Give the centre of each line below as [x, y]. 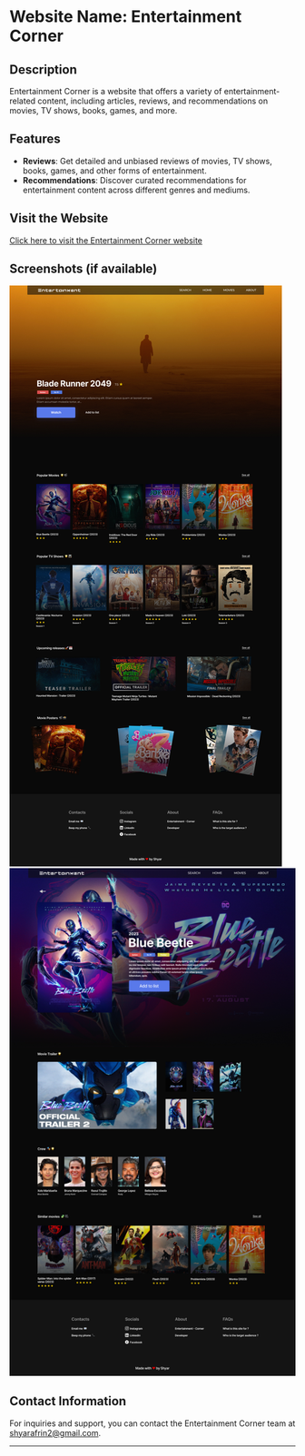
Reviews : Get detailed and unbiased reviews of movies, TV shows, [147, 161]
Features [35, 139]
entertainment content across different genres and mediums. [136, 190]
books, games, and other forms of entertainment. [114, 171]
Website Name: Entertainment [126, 17]
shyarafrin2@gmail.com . [55, 1432]
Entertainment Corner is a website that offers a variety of [116, 91]
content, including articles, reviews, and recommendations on [153, 101]
